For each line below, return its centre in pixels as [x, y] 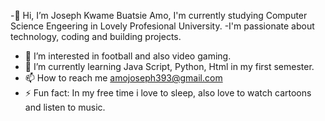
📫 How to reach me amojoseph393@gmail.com [123, 78]
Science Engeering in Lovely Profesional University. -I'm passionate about [162, 26]
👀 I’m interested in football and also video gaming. [128, 56]
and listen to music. [65, 107]
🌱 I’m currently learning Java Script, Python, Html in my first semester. [169, 66]
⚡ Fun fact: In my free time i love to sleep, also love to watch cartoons [168, 93]
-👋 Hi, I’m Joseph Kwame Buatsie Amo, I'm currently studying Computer [159, 15]
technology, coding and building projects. [96, 36]
